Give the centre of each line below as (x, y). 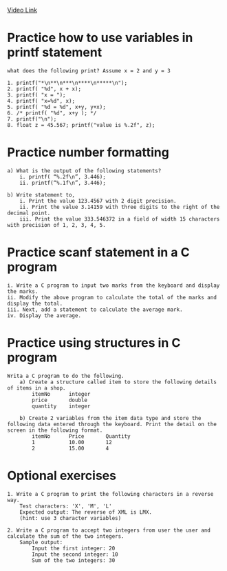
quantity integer (61, 406)
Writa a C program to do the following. (66, 376)
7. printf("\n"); (32, 119)
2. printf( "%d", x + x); (44, 89)
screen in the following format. (55, 430)
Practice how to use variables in (100, 38)
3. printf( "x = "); (37, 95)
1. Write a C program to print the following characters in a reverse (110, 494)
